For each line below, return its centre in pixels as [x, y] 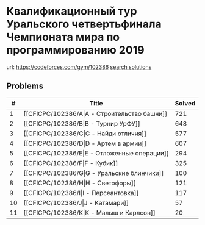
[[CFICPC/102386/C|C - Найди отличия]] [85, 134]
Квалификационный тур [72, 11]
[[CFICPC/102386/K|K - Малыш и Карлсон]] [89, 213]
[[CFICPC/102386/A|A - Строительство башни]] [95, 113]
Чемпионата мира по [63, 37]
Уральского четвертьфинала [84, 24]
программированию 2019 [75, 50]
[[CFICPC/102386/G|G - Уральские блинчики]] [94, 173]
